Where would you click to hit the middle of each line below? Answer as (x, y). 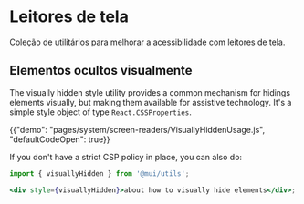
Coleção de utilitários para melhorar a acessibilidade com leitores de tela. (147, 42)
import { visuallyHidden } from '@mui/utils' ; (100, 173)
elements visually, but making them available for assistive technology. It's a (151, 102)
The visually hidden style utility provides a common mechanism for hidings (150, 92)
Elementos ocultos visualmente (101, 71)
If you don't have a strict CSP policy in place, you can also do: (126, 157)
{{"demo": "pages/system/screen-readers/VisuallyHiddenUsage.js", (137, 129)
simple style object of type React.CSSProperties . (100, 112)
